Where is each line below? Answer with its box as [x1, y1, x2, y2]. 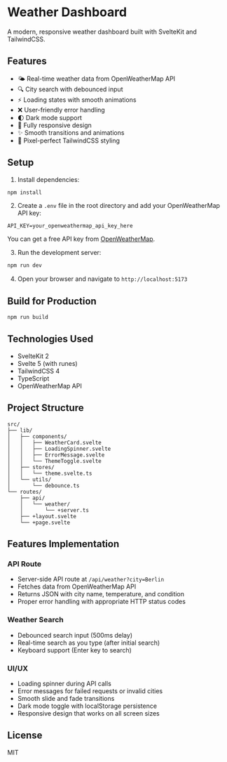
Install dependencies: [17, 175, 80, 183]
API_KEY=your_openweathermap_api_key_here [7, 223, 133, 230]
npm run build [7, 314, 49, 321]
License [7, 730, 43, 742]
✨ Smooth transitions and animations [17, 128, 125, 137]
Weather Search [7, 615, 64, 625]
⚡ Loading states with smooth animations [17, 96, 137, 104]
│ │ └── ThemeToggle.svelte [7, 457, 102, 464]
